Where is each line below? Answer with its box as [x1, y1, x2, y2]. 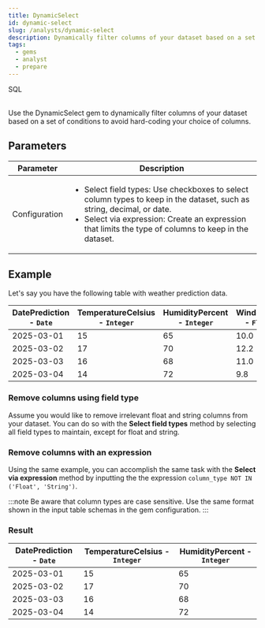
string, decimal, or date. [84, 203, 172, 214]
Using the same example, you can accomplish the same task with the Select [8, 464, 256, 474]
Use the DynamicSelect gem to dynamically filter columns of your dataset [8, 108, 248, 117]
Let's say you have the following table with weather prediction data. [8, 288, 228, 298]
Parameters [8, 139, 67, 153]
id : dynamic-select [8, 19, 73, 27]
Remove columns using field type [8, 392, 140, 403]
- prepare [15, 63, 47, 71]
